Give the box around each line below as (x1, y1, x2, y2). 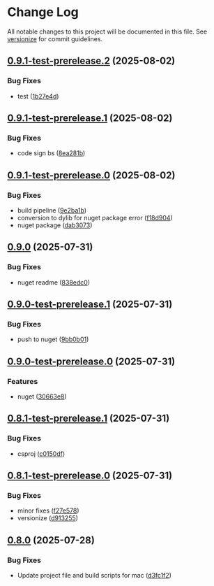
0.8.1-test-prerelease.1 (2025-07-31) (7, 413, 170, 424)
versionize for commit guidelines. (7, 34, 103, 43)
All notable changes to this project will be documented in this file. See (7, 27, 208, 36)
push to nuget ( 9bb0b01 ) (17, 335, 89, 343)
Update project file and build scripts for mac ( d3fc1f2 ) (17, 571, 172, 580)
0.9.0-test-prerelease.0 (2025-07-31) (7, 355, 176, 367)
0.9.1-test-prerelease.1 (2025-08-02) (7, 113, 173, 124)
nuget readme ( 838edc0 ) (17, 278, 91, 287)
